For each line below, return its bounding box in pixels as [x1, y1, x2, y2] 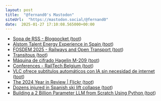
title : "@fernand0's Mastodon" [5, 12, 74, 17]
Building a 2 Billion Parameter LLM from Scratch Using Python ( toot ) [12, 90, 156, 96]
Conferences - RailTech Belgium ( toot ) [12, 63, 94, 69]
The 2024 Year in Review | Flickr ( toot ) [12, 79, 95, 85]
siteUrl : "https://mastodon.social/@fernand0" [5, 17, 109, 22]
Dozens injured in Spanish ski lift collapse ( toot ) [12, 85, 113, 91]
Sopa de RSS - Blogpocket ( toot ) [12, 36, 82, 42]
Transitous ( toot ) [12, 52, 48, 58]
